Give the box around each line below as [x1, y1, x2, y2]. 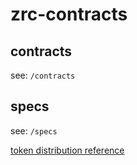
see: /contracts [10, 69, 76, 81]
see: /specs [10, 124, 58, 137]
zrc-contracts [10, 3, 128, 26]
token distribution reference [10, 144, 125, 156]
